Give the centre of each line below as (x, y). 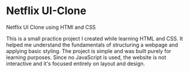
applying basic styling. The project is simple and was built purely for (89, 51)
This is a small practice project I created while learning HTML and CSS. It (95, 38)
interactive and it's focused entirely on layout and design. (76, 64)
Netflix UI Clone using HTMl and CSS (51, 27)
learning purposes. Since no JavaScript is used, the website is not (86, 57)
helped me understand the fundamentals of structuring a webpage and (92, 45)
